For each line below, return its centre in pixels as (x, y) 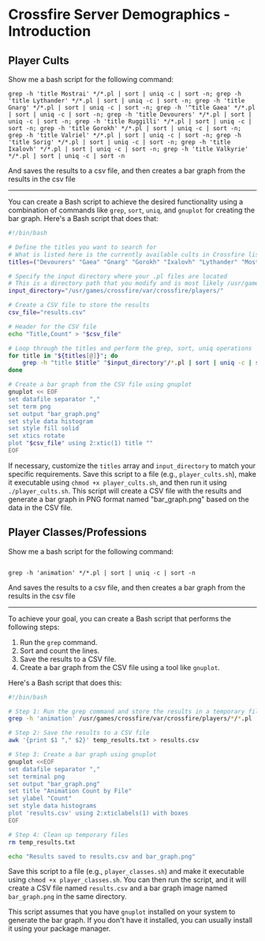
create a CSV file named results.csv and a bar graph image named (118, 888)
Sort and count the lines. (60, 650)
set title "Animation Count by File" (70, 791)
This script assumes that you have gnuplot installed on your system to (122, 912)
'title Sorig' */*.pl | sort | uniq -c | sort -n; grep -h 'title (119, 142)
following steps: (34, 627)
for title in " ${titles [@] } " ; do (63, 356)
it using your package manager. (60, 928)
